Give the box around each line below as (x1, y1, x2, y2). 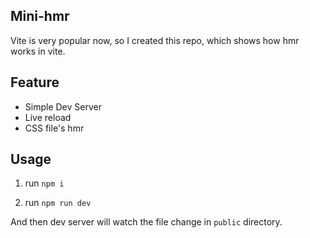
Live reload (24, 111, 72, 123)
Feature (10, 74, 60, 91)
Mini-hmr (10, 8, 70, 25)
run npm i (24, 177, 65, 189)
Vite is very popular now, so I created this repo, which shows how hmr (10, 34, 300, 46)
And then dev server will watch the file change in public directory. (10, 216, 283, 228)
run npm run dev (24, 197, 92, 209)
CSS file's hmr (24, 122, 85, 134)
